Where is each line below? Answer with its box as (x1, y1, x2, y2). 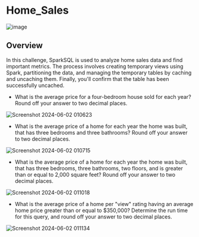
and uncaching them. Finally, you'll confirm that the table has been (6, 75, 169, 82)
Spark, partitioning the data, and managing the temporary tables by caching (6, 69, 192, 76)
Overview (6, 40, 43, 51)
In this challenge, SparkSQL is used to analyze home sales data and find (6, 56, 183, 63)
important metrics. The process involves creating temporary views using (6, 63, 184, 70)
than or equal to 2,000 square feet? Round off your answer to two (14, 171, 176, 178)
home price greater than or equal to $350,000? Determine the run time (14, 207, 188, 214)
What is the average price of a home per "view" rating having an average (14, 200, 194, 207)
